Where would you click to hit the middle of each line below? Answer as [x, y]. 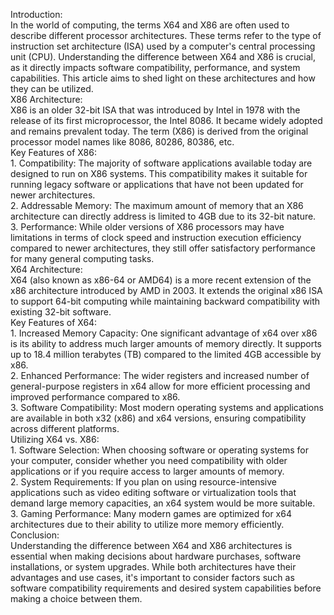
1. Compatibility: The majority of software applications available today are [161, 163]
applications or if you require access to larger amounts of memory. [147, 471]
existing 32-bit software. [61, 312]
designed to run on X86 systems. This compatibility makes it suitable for [159, 173]
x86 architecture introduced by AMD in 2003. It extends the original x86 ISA [166, 290]
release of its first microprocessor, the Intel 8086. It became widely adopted [166, 120]
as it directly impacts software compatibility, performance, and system [155, 67]
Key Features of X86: [53, 152]
